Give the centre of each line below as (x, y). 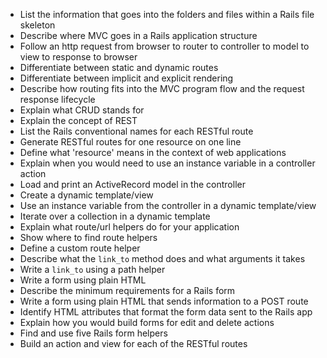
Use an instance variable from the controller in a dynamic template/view (168, 205)
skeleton (37, 25)
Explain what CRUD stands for (82, 110)
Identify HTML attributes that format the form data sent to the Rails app (166, 312)
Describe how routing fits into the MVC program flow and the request (162, 88)
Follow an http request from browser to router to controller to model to (164, 46)
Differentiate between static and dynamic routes (119, 67)
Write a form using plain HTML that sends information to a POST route (164, 301)
